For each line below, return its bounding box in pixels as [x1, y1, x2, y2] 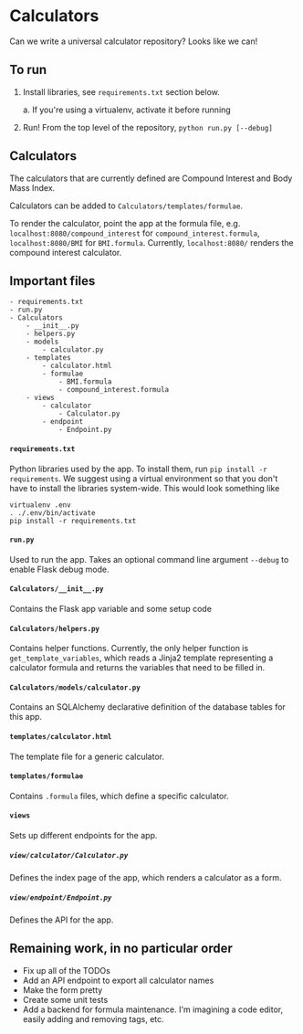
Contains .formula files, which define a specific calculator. [9, 790, 230, 801]
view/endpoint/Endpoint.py [9, 892, 112, 902]
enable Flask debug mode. [9, 564, 110, 575]
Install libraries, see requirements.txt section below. [22, 86, 221, 97]
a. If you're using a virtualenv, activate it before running [22, 104, 231, 115]
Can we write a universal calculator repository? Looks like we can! [9, 36, 258, 47]
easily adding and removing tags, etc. [22, 1013, 164, 1024]
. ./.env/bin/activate [9, 508, 96, 517]
